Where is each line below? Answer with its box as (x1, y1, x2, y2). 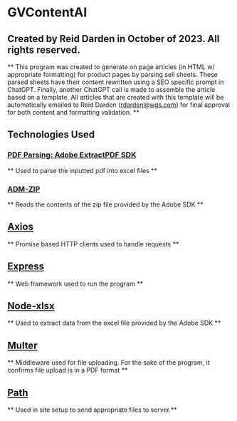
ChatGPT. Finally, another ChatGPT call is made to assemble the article (7, 85, 216, 93)
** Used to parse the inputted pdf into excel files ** (7, 166, 158, 175)
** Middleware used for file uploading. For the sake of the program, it (7, 358, 210, 367)
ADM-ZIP (7, 184, 41, 194)
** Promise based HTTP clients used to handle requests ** (7, 239, 179, 248)
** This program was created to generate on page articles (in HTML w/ (7, 63, 215, 71)
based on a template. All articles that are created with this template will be (7, 93, 224, 101)
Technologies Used (7, 129, 95, 141)
